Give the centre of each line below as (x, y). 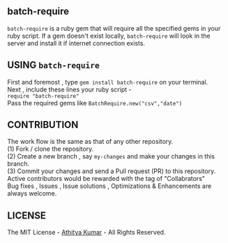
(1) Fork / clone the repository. (51, 149)
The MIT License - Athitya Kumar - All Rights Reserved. (86, 233)
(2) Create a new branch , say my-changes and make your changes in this (111, 156)
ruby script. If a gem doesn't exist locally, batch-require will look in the (109, 36)
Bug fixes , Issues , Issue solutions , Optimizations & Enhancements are (109, 186)
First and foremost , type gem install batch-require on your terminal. (108, 82)
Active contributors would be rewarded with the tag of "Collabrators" (106, 179)
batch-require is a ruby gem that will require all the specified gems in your (114, 28)
